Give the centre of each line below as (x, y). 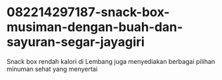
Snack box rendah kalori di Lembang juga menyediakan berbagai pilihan (111, 61)
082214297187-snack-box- (88, 12)
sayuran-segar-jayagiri (76, 42)
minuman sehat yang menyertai (52, 69)
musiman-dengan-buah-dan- (95, 27)
